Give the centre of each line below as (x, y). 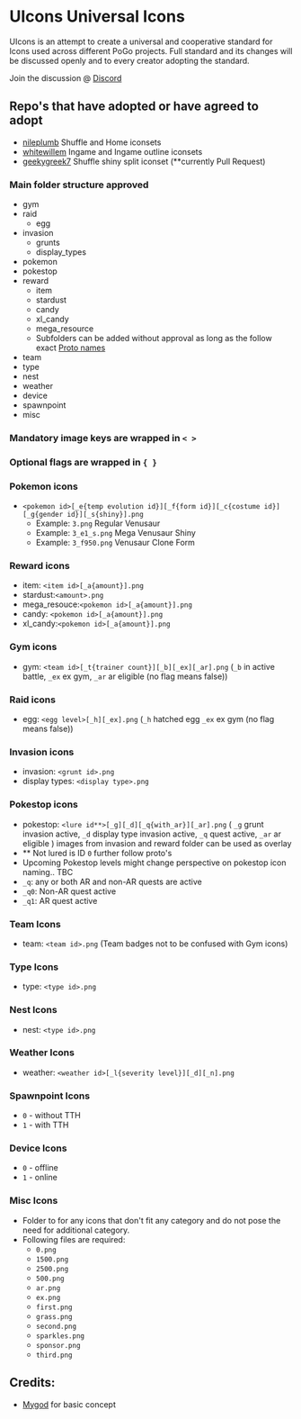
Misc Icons (34, 1201)
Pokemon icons (44, 486)
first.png (54, 1307)
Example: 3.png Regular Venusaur (98, 523)
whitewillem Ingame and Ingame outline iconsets (112, 151)
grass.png (54, 1316)
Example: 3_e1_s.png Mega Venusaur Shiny (115, 533)
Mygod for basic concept (69, 1404)
